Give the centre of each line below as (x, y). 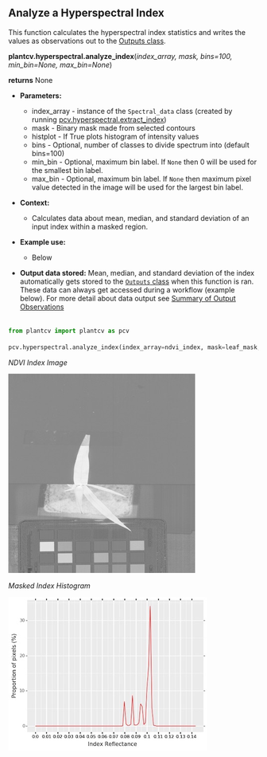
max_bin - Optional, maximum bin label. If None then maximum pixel (141, 178)
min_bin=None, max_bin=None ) (60, 65)
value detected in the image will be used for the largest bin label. (137, 187)
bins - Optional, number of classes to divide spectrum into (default (140, 145)
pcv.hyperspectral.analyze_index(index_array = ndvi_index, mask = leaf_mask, (135, 347)
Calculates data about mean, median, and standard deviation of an (140, 218)
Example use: (43, 241)
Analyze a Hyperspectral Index (86, 13)
